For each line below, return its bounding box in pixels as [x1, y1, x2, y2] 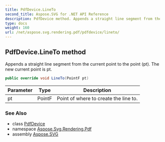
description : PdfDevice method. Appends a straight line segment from [5, 16, 153, 21]
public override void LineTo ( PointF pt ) [5, 75, 89, 81]
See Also [5, 110, 27, 117]
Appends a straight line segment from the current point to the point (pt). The [5, 61, 160, 67]
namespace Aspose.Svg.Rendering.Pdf [12, 126, 92, 132]
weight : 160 [5, 25, 29, 30]
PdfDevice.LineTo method [5, 48, 86, 56]
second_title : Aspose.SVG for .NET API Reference [5, 12, 109, 17]
